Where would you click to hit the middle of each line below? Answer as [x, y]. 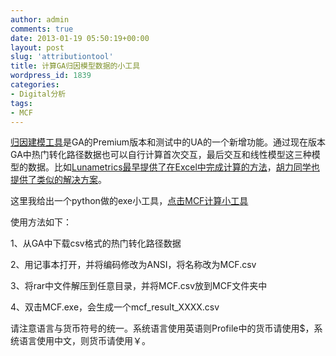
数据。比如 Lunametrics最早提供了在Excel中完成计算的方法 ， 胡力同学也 [173, 167]
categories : [35, 85]
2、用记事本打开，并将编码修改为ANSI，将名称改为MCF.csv [133, 265]
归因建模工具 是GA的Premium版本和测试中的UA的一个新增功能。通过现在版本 [168, 142]
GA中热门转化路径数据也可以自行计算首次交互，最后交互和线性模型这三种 [161, 155]
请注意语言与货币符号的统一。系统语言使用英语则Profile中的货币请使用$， [162, 328]
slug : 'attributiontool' [62, 57]
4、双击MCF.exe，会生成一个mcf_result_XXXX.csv [115, 307]
